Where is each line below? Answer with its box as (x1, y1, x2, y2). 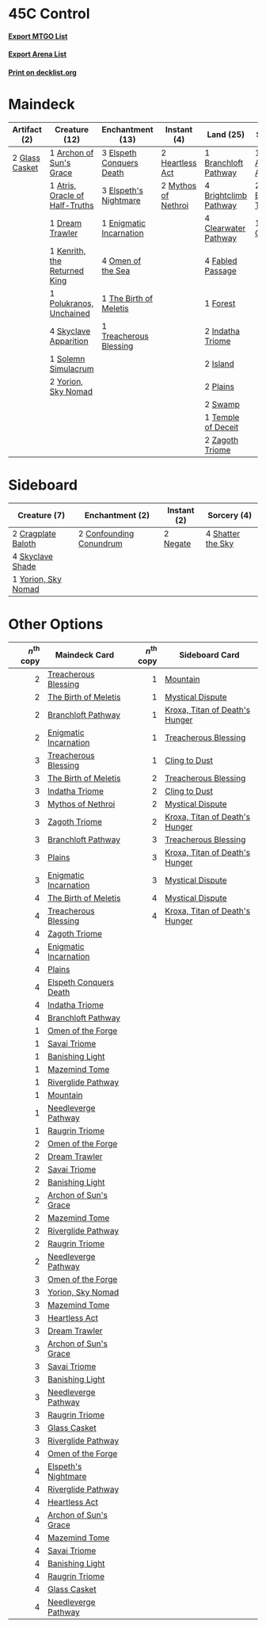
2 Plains (204, 381, 235, 392)
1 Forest (204, 298, 236, 309)
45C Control (8, 5, 90, 23)
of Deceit (204, 421, 239, 433)
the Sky (205, 538, 234, 549)
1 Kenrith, (49, 245, 86, 256)
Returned (49, 265, 85, 276)
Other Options (8, 616, 104, 634)
